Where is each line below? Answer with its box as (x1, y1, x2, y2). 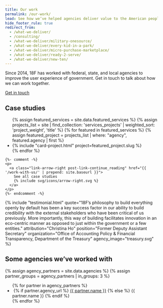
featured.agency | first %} (12, 137, 64, 143)
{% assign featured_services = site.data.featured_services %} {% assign (12, 117, 158, 123)
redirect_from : (5, 25, 36, 30)
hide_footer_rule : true (5, 20, 53, 26)
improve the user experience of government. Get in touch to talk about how (5, 75, 156, 81)
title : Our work (5, 7, 38, 12)
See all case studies (14, 174, 57, 179)
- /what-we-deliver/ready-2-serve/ (9, 52, 81, 57)
